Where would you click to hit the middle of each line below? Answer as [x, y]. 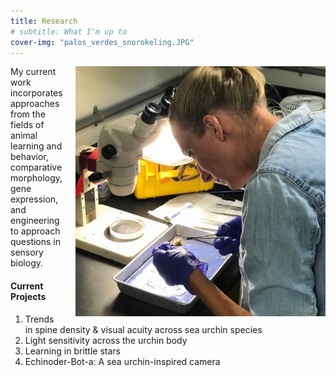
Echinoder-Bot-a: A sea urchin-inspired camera [122, 361]
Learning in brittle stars [72, 351]
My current [33, 72]
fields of [27, 125]
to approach [35, 231]
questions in [36, 242]
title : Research [44, 21]
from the [28, 114]
